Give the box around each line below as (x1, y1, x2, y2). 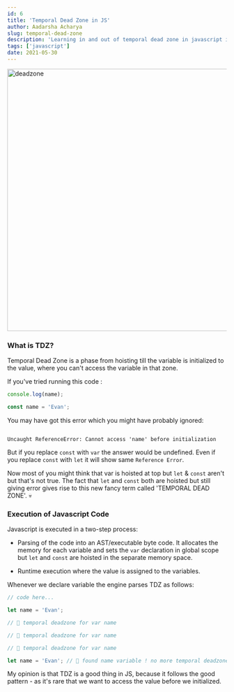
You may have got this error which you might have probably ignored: (7, 416, 204, 424)
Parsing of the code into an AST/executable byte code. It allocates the (17, 539, 219, 547)
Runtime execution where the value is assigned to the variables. (17, 567, 201, 575)
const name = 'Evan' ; (7, 403, 70, 411)
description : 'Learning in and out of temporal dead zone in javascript (7, 36, 223, 43)
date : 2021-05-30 (7, 50, 58, 57)
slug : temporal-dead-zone (7, 29, 82, 37)
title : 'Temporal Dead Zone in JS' (7, 17, 111, 24)
